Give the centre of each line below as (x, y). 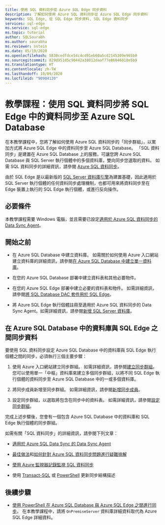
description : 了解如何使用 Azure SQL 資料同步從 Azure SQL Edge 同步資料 (77, 14)
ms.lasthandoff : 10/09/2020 (34, 74)
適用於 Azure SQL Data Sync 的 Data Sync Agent (62, 444)
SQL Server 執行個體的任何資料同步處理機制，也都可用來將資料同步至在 (78, 183)
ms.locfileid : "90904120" (31, 78)
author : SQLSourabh (25, 37)
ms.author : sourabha (26, 42)
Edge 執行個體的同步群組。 (32, 423)
